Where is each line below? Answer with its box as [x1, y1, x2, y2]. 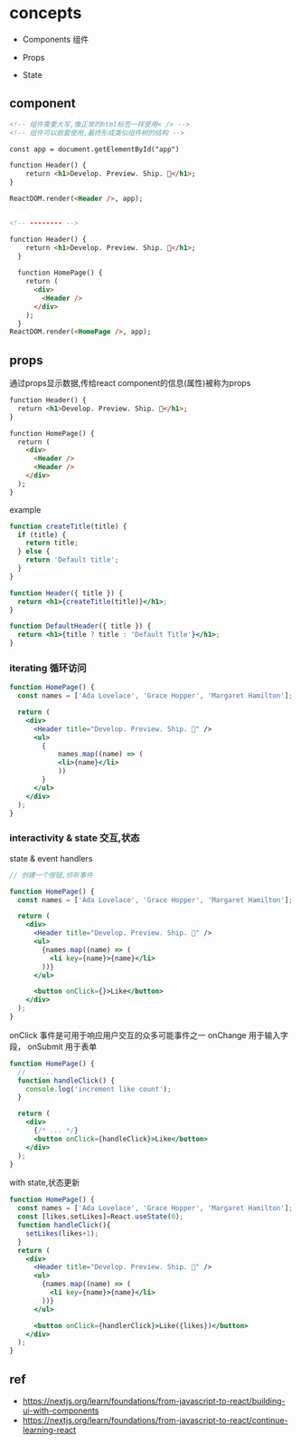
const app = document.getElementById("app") [9, 144, 180, 154]
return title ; [25, 538, 79, 548]
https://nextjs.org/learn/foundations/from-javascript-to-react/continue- [22, 1414, 288, 1425]
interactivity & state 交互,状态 [9, 832, 140, 844]
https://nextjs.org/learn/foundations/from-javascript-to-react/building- [22, 1395, 287, 1406]
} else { [17, 547, 51, 556]
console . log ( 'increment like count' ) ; [25, 1084, 172, 1093]
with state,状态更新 [9, 1177, 80, 1189]
